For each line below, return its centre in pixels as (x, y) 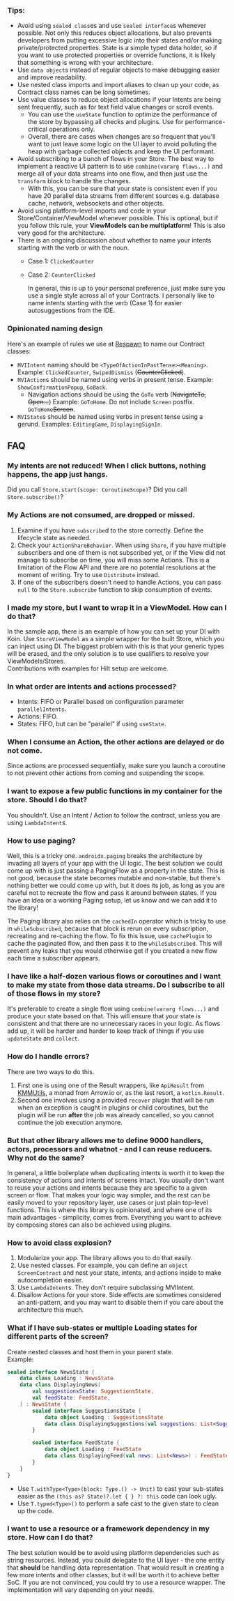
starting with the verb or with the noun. (73, 248)
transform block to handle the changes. (74, 181)
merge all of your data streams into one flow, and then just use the (112, 174)
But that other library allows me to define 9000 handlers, (105, 1140)
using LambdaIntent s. (37, 822)
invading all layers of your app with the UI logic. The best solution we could (115, 864)
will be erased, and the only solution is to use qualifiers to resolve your (108, 653)
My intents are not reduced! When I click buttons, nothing (107, 466)
